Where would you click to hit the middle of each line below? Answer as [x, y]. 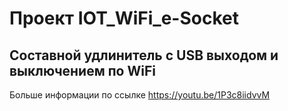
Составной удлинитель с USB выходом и [144, 55]
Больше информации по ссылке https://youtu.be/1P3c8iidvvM [140, 95]
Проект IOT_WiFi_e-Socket [124, 18]
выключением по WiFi [82, 70]
